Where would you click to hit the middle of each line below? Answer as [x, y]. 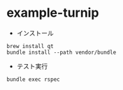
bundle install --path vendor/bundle [61, 52]
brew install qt [30, 46]
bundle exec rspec [33, 79]
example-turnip [53, 13]
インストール [35, 33]
